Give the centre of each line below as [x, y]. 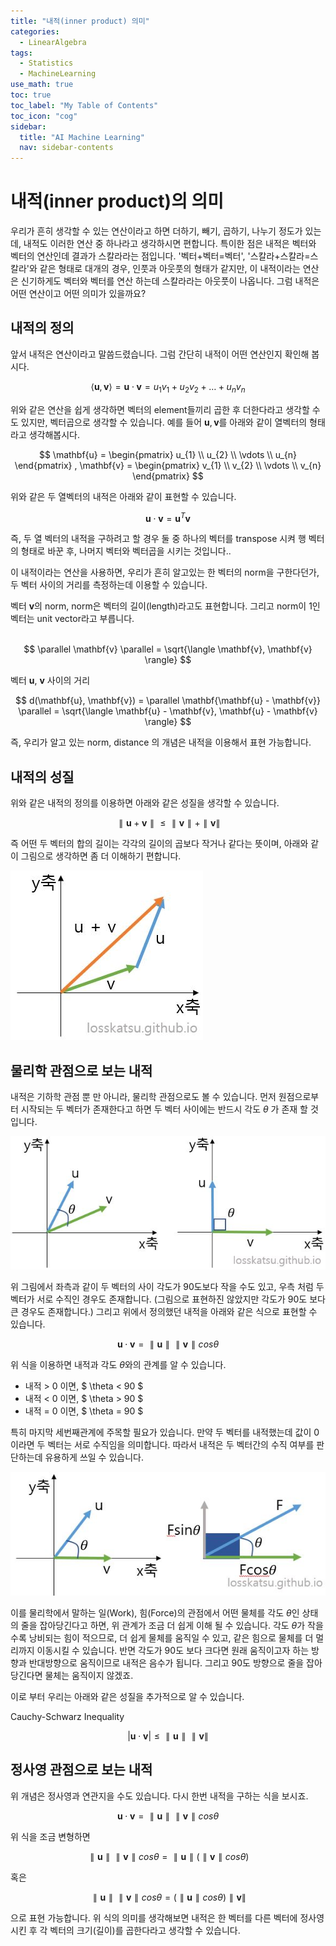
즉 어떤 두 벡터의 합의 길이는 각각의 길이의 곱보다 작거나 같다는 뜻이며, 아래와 [159, 844]
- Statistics [46, 63]
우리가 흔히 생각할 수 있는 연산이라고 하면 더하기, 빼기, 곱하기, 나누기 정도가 [156, 231]
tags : [21, 53]
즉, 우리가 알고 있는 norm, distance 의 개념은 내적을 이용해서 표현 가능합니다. [161, 742]
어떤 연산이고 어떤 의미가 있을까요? [78, 294]
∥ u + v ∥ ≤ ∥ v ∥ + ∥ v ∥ [169, 823]
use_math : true [42, 85]
